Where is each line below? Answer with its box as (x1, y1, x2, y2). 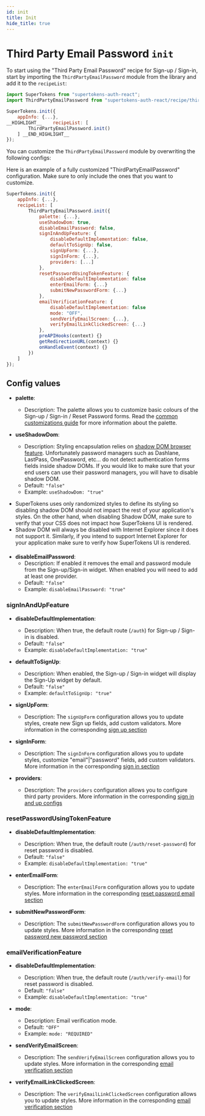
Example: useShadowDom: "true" (24, 488, 104, 495)
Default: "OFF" (24, 1024, 60, 1031)
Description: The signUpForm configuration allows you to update (24, 713, 184, 720)
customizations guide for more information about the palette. (24, 419, 178, 426)
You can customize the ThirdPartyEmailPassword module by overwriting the (6, 148, 196, 155)
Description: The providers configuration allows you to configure (24, 786, 188, 793)
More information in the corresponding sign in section (24, 762, 160, 770)
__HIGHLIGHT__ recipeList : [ (6, 120, 88, 126)
